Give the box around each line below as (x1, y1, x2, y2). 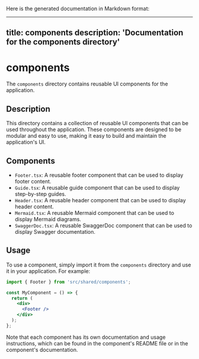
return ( (11, 295, 33, 301)
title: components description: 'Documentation (6, 28, 184, 38)
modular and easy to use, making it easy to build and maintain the (6, 132, 167, 139)
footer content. (14, 177, 52, 185)
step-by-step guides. (14, 190, 66, 198)
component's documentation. (6, 346, 78, 353)
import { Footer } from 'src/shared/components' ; (6, 279, 131, 285)
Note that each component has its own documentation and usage (6, 333, 166, 341)
